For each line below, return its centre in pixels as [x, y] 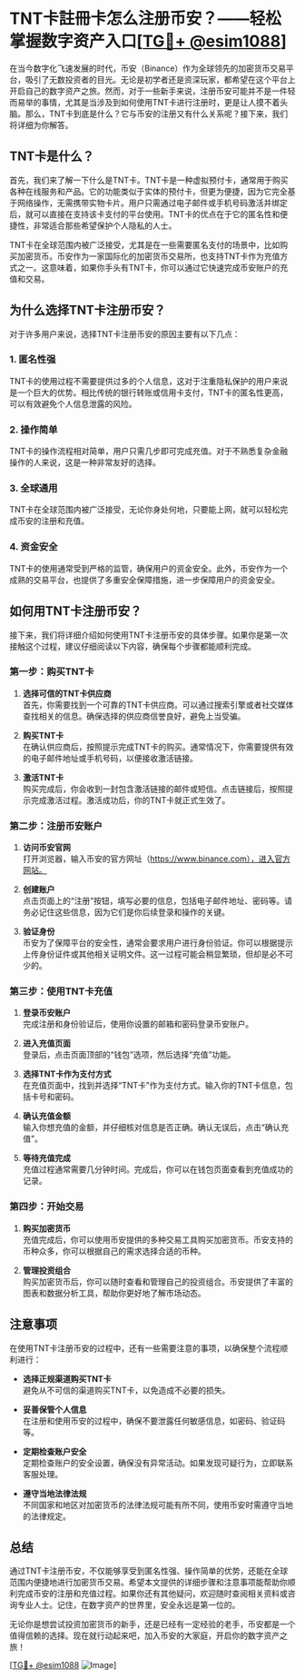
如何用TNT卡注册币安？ [76, 611]
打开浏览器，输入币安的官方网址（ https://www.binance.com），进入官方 [156, 859]
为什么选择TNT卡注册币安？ [88, 310]
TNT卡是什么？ [52, 157]
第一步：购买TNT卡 [52, 671]
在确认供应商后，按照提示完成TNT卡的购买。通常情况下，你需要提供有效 [158, 747]
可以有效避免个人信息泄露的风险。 [73, 403]
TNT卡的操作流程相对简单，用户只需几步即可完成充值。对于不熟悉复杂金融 [149, 452]
